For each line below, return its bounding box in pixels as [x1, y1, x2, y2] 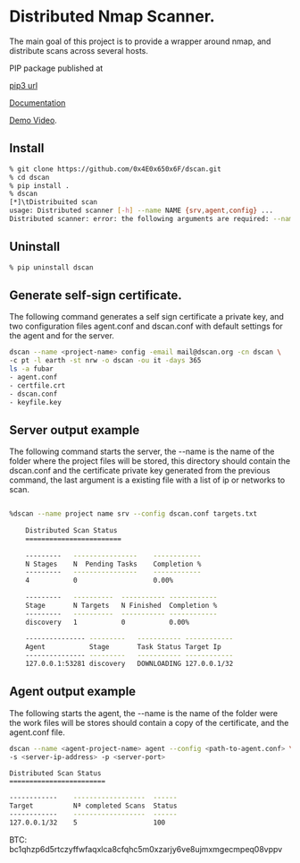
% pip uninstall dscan [9, 262, 94, 272]
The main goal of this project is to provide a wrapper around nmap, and [9, 36, 271, 47]
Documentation [9, 97, 66, 108]
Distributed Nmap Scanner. [9, 6, 216, 27]
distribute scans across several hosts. [9, 45, 149, 56]
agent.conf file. [9, 727, 65, 738]
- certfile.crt [9, 380, 66, 390]
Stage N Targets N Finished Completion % [25, 601, 218, 610]
